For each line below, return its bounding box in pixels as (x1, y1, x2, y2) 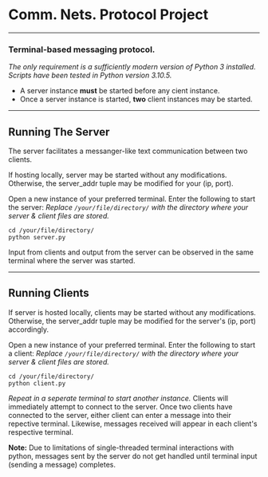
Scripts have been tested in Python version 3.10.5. (8, 70, 172, 81)
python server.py (8, 234, 66, 242)
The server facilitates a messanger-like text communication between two (8, 146, 248, 156)
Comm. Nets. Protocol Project (8, 6, 209, 24)
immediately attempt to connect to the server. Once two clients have (8, 401, 233, 412)
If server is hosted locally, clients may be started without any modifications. (8, 307, 257, 317)
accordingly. (8, 325, 49, 334)
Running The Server (8, 125, 110, 139)
